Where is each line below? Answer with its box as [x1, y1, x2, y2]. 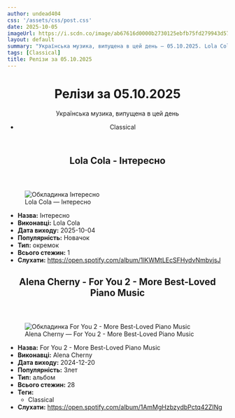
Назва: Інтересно [17, 211, 70, 219]
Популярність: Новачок [17, 233, 90, 242]
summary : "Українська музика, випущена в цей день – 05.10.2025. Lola [7, 43, 218, 50]
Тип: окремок [17, 241, 59, 249]
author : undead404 [7, 10, 61, 18]
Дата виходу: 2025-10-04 [17, 225, 96, 235]
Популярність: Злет [17, 365, 78, 375]
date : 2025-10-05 [7, 23, 58, 30]
